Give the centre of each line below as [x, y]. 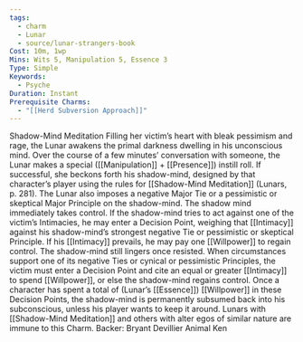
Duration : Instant [44, 93]
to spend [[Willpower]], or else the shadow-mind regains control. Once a [145, 280]
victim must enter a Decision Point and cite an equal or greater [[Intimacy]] [148, 271]
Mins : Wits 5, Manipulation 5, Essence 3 [89, 60]
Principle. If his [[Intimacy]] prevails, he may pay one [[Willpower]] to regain [150, 242]
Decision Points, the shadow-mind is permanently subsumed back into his [147, 299]
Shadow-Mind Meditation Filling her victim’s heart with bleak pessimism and [151, 136]
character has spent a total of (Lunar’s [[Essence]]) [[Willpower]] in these [146, 290]
